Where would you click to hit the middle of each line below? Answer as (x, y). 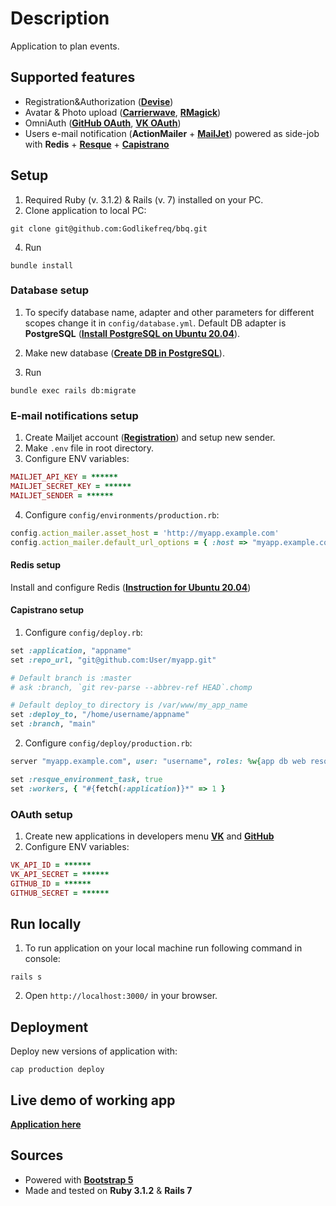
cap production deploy (57, 1070)
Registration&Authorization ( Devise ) (99, 101)
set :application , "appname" (71, 650)
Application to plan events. (65, 46)
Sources (37, 1155)
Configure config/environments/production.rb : (122, 514)
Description (60, 18)
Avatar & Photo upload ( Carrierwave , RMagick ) (123, 112)
